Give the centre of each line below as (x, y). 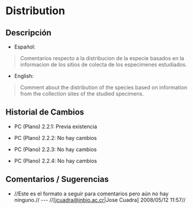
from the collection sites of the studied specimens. (82, 94)
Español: (25, 47)
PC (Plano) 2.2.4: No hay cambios (55, 161)
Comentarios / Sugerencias (57, 179)
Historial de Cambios (45, 112)
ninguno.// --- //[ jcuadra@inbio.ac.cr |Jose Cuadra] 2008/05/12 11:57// (100, 200)
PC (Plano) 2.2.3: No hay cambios (55, 149)
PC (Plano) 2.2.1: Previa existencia (55, 126)
